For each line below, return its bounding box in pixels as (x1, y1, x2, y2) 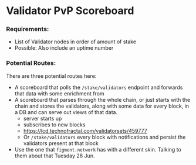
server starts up (23, 115, 62, 122)
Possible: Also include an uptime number (14, 44, 114, 51)
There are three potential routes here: (6, 72, 97, 80)
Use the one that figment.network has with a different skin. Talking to (14, 146, 182, 153)
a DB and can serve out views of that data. (14, 108, 118, 115)
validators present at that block (23, 139, 99, 147)
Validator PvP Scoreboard (6, 4, 134, 18)
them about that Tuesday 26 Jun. (14, 152, 95, 159)
